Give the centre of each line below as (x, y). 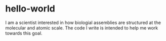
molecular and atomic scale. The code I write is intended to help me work (82, 27)
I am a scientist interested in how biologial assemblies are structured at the (83, 22)
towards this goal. (24, 33)
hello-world (30, 9)
